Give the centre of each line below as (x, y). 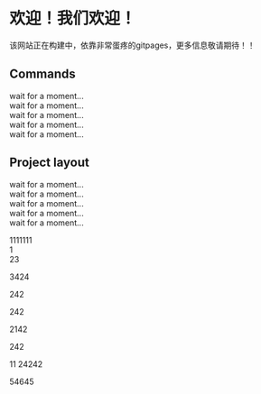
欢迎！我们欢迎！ (73, 18)
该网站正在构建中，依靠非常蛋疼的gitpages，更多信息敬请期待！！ (132, 45)
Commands (43, 74)
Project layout (50, 163)
